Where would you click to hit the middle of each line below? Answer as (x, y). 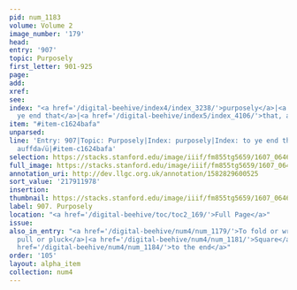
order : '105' (33, 256)
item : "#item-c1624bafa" (55, 125)
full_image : (31, 165)
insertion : (29, 190)
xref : (19, 91)
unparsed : (27, 133)
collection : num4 (41, 272)
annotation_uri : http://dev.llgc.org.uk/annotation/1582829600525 (134, 173)
